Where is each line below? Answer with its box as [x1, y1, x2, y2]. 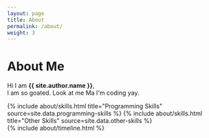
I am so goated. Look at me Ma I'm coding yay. [7, 89, 140, 97]
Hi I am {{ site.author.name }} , [7, 82, 95, 90]
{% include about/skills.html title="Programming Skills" [7, 102, 163, 111]
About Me [7, 59, 65, 74]
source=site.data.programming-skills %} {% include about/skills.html [7, 109, 203, 117]
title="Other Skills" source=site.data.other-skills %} [7, 117, 153, 125]
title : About [7, 16, 45, 23]
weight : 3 [7, 29, 36, 36]
